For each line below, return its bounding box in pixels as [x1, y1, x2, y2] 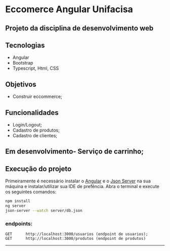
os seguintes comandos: [5, 189, 57, 195]
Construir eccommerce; [12, 93, 62, 100]
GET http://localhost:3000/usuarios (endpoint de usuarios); [5, 232, 148, 237]
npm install [5, 199, 30, 204]
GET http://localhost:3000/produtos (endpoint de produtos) [5, 236, 146, 241]
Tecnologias [5, 41, 45, 49]
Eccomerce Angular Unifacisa [5, 4, 133, 15]
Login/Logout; [12, 122, 42, 128]
